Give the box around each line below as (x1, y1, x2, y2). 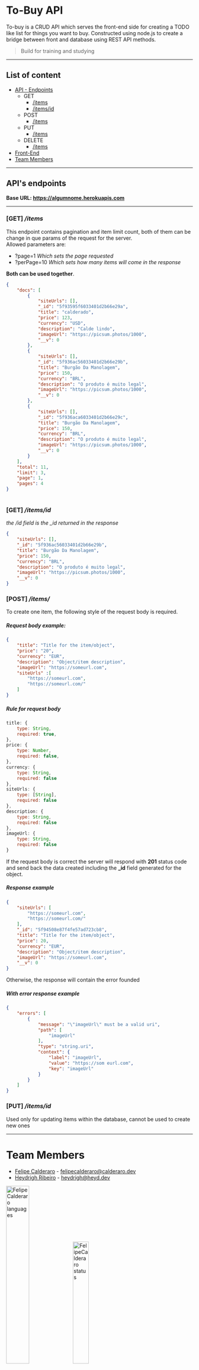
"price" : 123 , (37, 315, 73, 321)
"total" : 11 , (17, 464, 49, 470)
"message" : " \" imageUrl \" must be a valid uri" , (37, 1021, 161, 1027)
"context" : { (37, 1049, 70, 1055)
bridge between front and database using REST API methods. (6, 36, 156, 43)
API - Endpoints (14, 86, 53, 93)
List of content (6, 70, 61, 80)
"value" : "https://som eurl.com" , (48, 1060, 134, 1066)
